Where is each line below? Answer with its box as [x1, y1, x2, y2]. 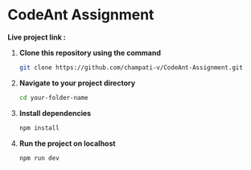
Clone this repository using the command [19, 48, 162, 57]
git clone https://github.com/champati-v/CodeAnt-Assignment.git [19, 63, 243, 72]
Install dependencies [19, 108, 92, 118]
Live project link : [7, 32, 66, 42]
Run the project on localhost [19, 139, 116, 148]
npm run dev [19, 154, 60, 162]
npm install [19, 123, 60, 132]
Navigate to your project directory [19, 78, 136, 88]
